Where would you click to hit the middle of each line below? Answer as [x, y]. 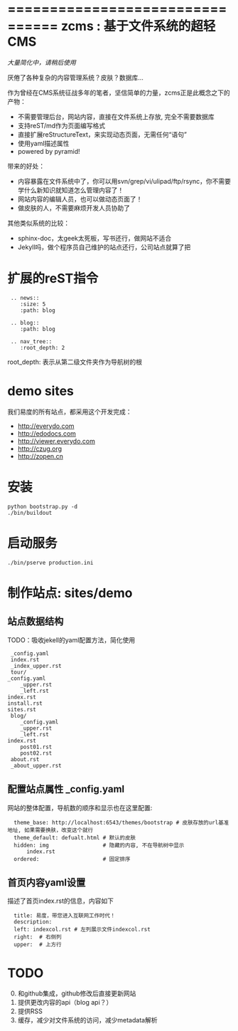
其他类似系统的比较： [38, 223]
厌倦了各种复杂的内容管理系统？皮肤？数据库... [76, 77]
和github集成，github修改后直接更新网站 [77, 993]
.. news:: [25, 298]
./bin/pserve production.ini [50, 562]
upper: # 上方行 [38, 945]
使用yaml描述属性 [43, 143]
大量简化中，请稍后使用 [42, 62]
